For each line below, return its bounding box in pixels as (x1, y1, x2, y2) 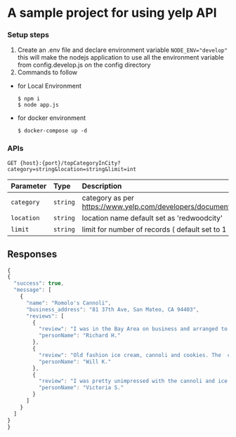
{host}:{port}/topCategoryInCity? (20, 159, 121, 166)
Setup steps (7, 30, 50, 40)
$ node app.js (17, 102, 59, 109)
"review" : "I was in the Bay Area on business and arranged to (38, 325, 228, 332)
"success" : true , (13, 280, 65, 287)
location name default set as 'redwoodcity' (81, 213, 223, 222)
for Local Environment (17, 82, 82, 90)
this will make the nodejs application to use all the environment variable (17, 53, 224, 62)
